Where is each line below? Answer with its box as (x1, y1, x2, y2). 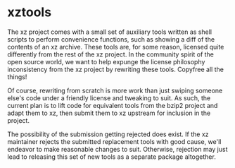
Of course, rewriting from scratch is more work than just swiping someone (7, 86, 223, 95)
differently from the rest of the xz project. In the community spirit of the (7, 50, 215, 59)
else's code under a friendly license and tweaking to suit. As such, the (7, 93, 211, 102)
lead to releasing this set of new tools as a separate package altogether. (7, 152, 216, 161)
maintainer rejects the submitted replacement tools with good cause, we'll (7, 137, 222, 145)
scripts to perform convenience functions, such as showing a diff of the (7, 35, 215, 43)
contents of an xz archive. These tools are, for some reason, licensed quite (7, 42, 224, 51)
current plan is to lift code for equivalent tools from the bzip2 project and (7, 101, 218, 109)
